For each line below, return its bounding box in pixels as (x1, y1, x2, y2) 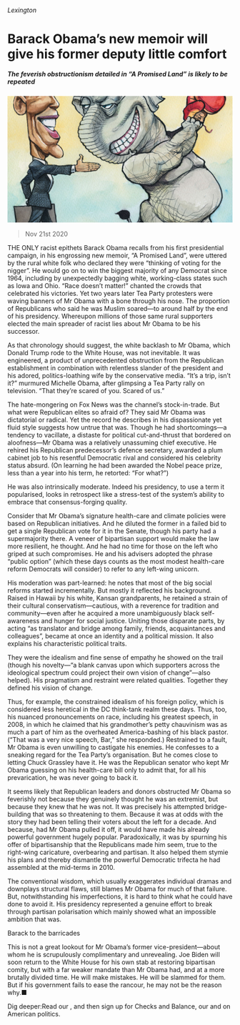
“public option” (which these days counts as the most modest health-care (7, 558, 225, 566)
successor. (7, 327, 40, 336)
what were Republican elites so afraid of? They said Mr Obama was (7, 408, 206, 417)
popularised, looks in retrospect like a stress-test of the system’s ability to (7, 490, 225, 499)
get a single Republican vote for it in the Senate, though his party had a (7, 527, 216, 535)
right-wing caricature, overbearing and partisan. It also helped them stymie (7, 848, 229, 857)
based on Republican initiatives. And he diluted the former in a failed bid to (7, 519, 227, 528)
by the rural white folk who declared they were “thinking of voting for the (7, 259, 221, 267)
